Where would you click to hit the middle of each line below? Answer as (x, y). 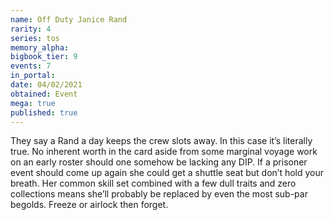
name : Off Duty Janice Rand (69, 19)
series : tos (35, 38)
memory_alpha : (40, 47)
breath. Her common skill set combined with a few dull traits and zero (153, 183)
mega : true (33, 103)
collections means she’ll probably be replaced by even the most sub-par (159, 194)
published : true (44, 112)
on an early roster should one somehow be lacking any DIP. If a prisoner (159, 162)
